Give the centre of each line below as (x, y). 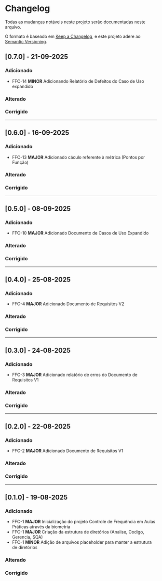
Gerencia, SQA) (27, 537)
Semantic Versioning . (26, 41)
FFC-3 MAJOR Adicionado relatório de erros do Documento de (74, 375)
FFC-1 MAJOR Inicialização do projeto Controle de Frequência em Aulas (84, 522)
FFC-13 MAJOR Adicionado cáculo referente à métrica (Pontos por (79, 157)
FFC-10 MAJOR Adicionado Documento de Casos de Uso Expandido (80, 233)
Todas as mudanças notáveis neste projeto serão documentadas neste (75, 22)
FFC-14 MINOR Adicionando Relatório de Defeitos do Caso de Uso (78, 81)
